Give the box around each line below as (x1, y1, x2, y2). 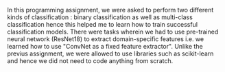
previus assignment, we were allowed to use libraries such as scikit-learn (7, 49, 214, 58)
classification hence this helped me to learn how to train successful (7, 21, 198, 28)
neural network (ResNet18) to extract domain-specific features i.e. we (7, 35, 204, 43)
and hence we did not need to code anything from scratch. (7, 57, 174, 64)
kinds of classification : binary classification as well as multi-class (7, 13, 193, 21)
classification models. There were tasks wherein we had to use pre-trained (7, 27, 219, 36)
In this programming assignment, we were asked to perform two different (7, 6, 214, 14)
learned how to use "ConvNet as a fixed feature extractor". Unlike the (7, 43, 204, 50)
